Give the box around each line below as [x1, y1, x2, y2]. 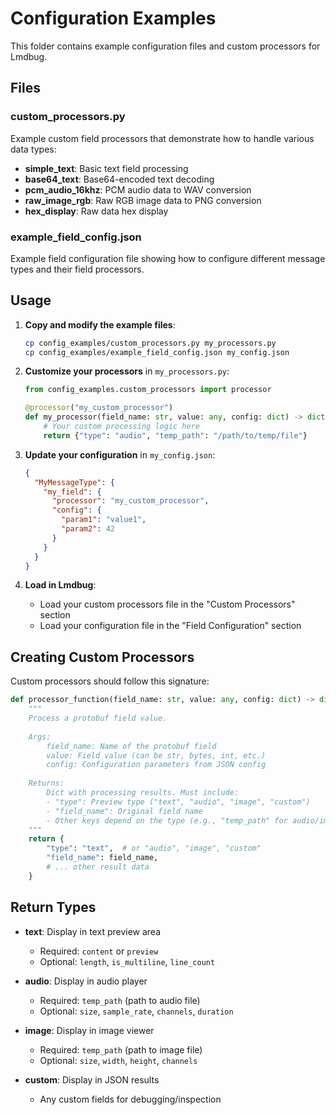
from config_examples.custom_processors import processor [24, 385, 272, 395]
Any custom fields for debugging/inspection [39, 1093, 222, 1105]
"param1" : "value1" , [61, 515, 147, 525]
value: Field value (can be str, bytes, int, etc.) [46, 750, 267, 761]
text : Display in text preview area [24, 925, 162, 937]
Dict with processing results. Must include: [46, 788, 240, 798]
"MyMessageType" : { [34, 477, 116, 487]
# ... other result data [46, 862, 150, 872]
